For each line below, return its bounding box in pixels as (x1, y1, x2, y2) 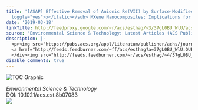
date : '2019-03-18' (6, 19, 54, 25)
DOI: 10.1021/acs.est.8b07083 (6, 91, 78, 98)
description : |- (6, 36, 46, 42)
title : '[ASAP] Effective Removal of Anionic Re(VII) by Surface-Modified (6, 8, 194, 15)
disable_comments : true (6, 57, 65, 63)
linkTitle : (6, 25, 33, 31)
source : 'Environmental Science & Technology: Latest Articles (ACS (6, 30, 178, 36)
